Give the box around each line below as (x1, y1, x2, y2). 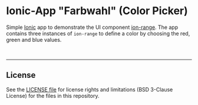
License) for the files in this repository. (6, 92, 100, 99)
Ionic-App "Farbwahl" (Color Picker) (6, 4, 189, 18)
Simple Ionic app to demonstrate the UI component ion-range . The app (6, 24, 179, 31)
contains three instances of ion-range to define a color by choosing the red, (6, 29, 190, 37)
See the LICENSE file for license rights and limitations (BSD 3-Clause (6, 86, 173, 93)
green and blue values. (6, 36, 62, 43)
